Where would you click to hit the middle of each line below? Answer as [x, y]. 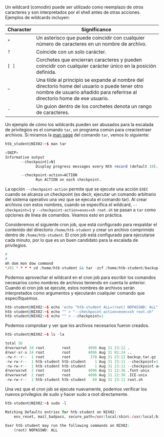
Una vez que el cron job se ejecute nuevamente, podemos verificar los [76, 389]
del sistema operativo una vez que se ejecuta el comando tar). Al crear [76, 200]
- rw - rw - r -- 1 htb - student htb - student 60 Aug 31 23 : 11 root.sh [74, 380]
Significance [96, 30]
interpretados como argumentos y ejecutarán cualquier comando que [75, 293]
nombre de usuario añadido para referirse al [86, 92]
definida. [46, 72]
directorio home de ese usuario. [72, 98]
